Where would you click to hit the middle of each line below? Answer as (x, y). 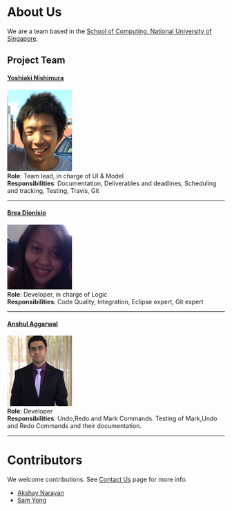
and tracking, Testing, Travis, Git (53, 190)
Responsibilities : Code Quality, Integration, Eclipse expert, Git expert (105, 301)
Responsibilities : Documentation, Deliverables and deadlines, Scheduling (112, 183)
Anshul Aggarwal (33, 324)
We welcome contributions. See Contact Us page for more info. (97, 480)
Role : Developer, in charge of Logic (57, 294)
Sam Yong (32, 500)
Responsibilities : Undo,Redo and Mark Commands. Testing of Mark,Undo (112, 418)
